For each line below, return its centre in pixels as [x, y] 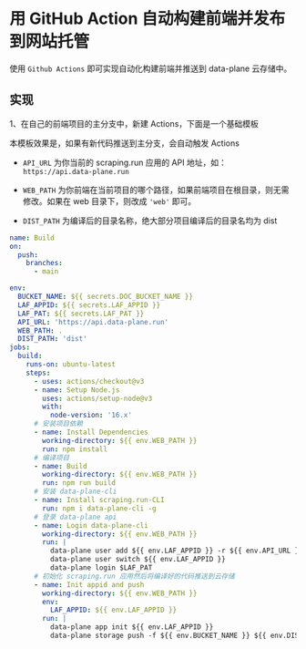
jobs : [20, 347]
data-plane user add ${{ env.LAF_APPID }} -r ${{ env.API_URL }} [176, 551]
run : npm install [75, 449]
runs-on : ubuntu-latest [71, 365]
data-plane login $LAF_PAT [101, 568]
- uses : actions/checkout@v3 [89, 381]
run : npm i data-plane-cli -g [99, 508]
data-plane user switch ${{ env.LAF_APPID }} [138, 560]
